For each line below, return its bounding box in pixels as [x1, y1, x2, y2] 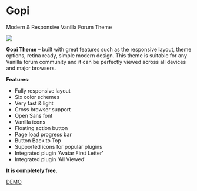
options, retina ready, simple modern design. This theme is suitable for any [6, 52, 187, 59]
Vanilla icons [14, 118, 46, 125]
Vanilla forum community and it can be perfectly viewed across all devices [6, 58, 186, 65]
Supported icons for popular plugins [14, 143, 103, 150]
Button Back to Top [14, 137, 62, 144]
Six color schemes [14, 93, 60, 100]
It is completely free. [6, 167, 58, 174]
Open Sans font [14, 112, 53, 119]
